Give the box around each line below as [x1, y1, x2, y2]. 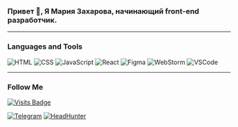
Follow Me [7, 82, 44, 92]
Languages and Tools [7, 42, 83, 52]
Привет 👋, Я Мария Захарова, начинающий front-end [7, 6, 200, 16]
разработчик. [7, 15, 57, 25]
